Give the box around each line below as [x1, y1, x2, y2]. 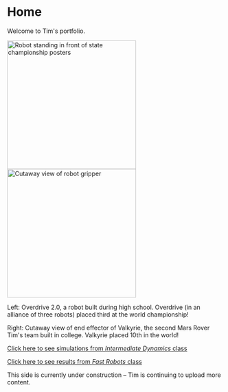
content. [7, 378, 31, 386]
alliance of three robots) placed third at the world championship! [7, 310, 189, 319]
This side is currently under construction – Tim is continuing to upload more [7, 371, 221, 379]
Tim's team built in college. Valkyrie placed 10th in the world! [7, 330, 179, 339]
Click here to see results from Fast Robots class [7, 357, 142, 365]
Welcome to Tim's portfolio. [7, 27, 86, 35]
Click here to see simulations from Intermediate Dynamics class [7, 344, 187, 352]
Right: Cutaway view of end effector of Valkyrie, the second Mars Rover [7, 323, 210, 332]
